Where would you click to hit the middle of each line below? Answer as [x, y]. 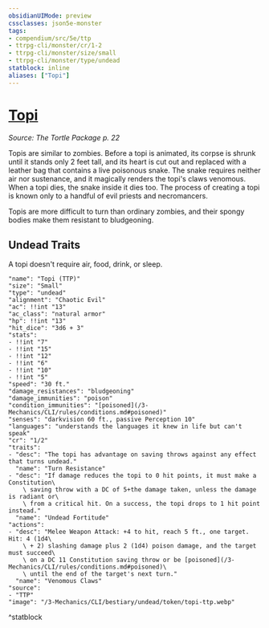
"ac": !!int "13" [37, 307]
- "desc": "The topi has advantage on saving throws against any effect [132, 455]
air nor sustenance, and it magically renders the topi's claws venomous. [127, 178]
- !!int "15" [30, 349]
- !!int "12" [30, 357]
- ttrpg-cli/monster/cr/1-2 [55, 46]
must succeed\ [32, 553]
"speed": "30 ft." [39, 385]
